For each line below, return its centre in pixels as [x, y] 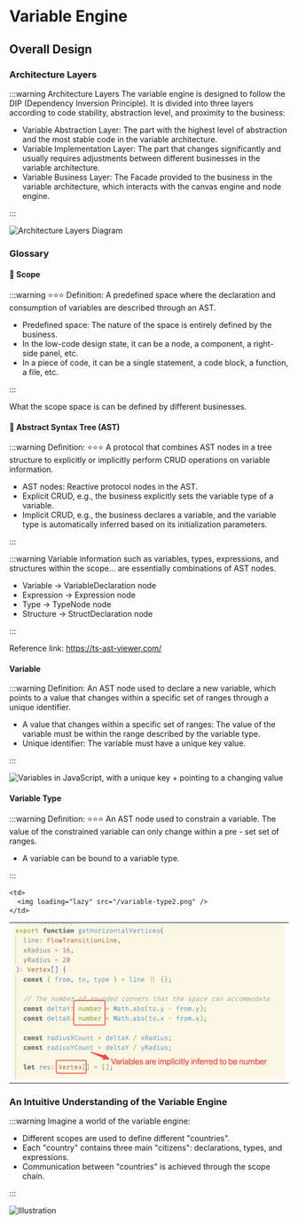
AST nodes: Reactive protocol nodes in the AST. [110, 487]
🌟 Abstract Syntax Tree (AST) [65, 427]
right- [263, 344]
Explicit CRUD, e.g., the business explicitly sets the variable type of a [148, 496]
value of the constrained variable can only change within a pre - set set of [144, 831]
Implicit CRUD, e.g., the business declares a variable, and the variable [149, 515]
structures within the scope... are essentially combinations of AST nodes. [143, 568]
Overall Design [51, 49]
